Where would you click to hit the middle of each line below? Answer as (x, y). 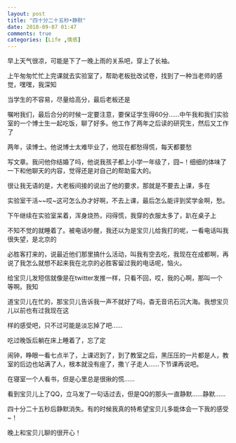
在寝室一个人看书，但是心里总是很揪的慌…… (71, 379)
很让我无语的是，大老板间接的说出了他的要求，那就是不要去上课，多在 (109, 186)
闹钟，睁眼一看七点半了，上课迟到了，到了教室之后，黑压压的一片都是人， (115, 355)
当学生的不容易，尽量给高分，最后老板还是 (69, 100)
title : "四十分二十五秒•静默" (47, 20)
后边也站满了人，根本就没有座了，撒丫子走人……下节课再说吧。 (111, 364)
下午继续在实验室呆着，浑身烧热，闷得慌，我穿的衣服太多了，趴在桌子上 (112, 216)
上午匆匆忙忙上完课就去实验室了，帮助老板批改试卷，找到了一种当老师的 (112, 76)
